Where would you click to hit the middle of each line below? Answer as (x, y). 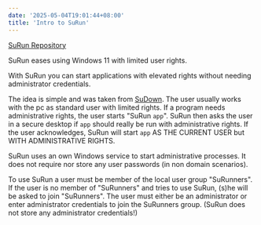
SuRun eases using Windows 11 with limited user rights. (97, 60)
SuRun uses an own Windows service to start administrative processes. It (127, 156)
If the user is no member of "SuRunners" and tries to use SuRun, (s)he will (128, 187)
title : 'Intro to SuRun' (49, 23)
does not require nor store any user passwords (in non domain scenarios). (128, 164)
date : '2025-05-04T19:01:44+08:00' (66, 15)
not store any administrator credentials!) (73, 212)
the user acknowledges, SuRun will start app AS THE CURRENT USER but (127, 132)
